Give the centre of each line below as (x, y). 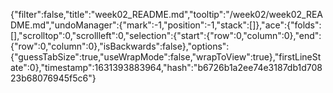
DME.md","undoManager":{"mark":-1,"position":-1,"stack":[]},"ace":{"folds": (166, 25)
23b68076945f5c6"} (53, 78)
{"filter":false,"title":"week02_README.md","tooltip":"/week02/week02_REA (167, 14)
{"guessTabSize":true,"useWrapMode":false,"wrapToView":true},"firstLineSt (166, 57)
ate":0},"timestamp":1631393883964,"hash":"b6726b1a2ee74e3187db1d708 (166, 67)
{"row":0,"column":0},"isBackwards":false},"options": (120, 46)
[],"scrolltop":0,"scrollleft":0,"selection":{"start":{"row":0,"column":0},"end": (166, 35)
